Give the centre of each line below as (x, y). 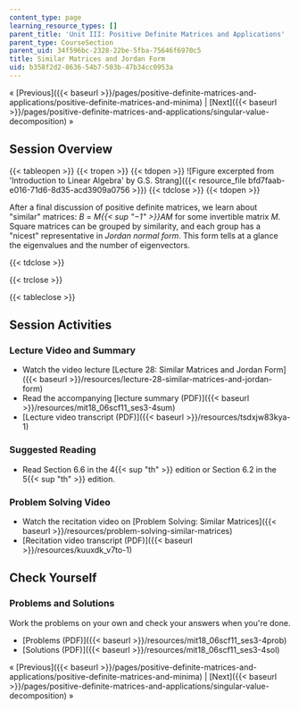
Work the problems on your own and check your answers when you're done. (150, 622)
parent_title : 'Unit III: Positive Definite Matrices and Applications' (147, 34)
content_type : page (46, 17)
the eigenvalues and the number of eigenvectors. (100, 245)
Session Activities (61, 326)
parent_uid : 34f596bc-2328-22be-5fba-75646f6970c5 (105, 51)
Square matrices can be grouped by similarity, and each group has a (135, 226)
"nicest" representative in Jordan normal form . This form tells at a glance (144, 235)
